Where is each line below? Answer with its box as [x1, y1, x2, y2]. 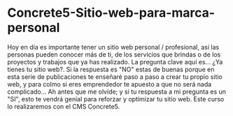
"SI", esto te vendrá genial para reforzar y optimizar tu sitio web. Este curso [7, 94, 225, 103]
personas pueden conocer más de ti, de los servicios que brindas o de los [7, 50, 221, 59]
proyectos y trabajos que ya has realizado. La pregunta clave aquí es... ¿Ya [7, 57, 223, 66]
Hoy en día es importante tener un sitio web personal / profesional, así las [7, 43, 220, 51]
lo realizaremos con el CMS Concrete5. [7, 102, 120, 110]
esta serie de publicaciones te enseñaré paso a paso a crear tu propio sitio [7, 72, 223, 81]
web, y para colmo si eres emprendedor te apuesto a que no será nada [7, 80, 212, 88]
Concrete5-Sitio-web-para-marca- [7, 5, 216, 21]
